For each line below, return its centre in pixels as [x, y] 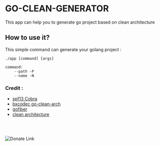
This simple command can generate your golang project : [63, 49]
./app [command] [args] [30, 58]
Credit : [14, 88]
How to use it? [27, 38]
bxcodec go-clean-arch [36, 104]
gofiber [20, 109]
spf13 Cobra [25, 99]
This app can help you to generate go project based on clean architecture [80, 22]
